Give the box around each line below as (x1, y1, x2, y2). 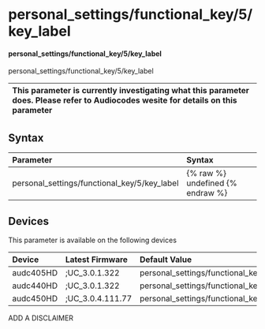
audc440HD (12, 280, 58, 291)
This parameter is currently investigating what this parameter (12, 85, 250, 96)
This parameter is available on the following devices (8, 235, 177, 245)
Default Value (139, 254, 192, 265)
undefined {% (186, 178, 238, 189)
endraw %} (186, 188, 228, 199)
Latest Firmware (65, 254, 129, 265)
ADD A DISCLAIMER (8, 313, 73, 323)
